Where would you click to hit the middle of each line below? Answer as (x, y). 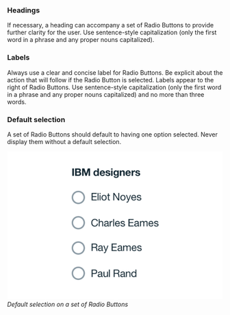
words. (17, 102)
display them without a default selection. (64, 141)
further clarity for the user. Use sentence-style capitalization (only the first (112, 32)
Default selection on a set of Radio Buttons (68, 304)
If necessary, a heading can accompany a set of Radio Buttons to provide (111, 25)
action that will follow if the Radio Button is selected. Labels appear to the (111, 80)
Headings (24, 10)
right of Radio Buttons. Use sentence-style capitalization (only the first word (114, 87)
